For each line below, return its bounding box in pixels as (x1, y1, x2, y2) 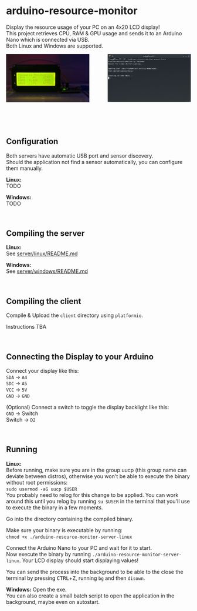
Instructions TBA (6, 323, 47, 330)
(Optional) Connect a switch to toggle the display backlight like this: (6, 404, 169, 411)
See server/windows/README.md (6, 268, 88, 275)
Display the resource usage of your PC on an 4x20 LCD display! (6, 24, 160, 31)
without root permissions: (6, 479, 68, 486)
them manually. (6, 165, 43, 172)
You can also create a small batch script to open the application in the (6, 592, 175, 599)
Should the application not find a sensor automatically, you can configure (6, 158, 183, 165)
